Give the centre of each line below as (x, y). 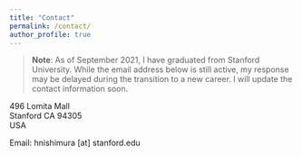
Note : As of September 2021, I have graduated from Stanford (146, 60)
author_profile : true (50, 34)
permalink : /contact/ (50, 26)
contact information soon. (80, 89)
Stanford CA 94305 (46, 116)
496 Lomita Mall (40, 106)
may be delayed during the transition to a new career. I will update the (162, 79)
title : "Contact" (42, 18)
